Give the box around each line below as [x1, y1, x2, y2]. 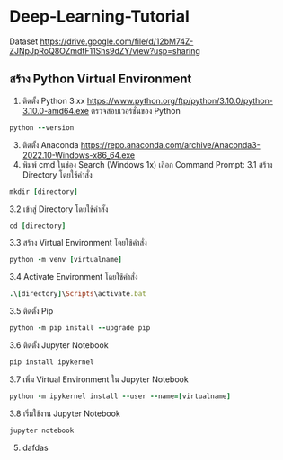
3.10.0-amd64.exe [22, 105, 90, 116]
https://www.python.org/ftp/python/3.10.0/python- [86, 95, 274, 106]
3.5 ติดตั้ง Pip [9, 306, 54, 317]
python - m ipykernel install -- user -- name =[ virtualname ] [9, 392, 231, 401]
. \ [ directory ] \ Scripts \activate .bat [9, 290, 146, 299]
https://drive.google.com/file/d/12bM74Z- [40, 36, 194, 47]
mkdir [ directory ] [9, 187, 78, 196]
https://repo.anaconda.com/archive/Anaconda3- [80, 139, 261, 150]
